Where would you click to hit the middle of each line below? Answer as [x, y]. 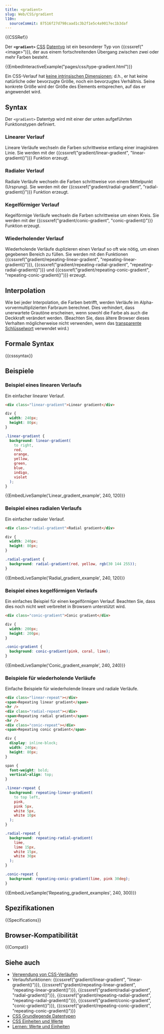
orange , [22, 454]
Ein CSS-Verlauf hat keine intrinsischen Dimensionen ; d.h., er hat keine [76, 76]
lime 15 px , [25, 847]
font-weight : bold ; [29, 770]
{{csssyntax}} [19, 356]
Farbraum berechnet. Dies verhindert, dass [91, 308]
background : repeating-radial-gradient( [51, 838]
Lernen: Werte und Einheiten [41, 1027]
